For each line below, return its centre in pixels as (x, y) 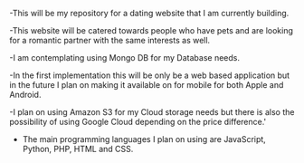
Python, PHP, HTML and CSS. (78, 149)
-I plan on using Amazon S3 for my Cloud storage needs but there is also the (152, 112)
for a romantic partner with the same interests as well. (110, 40)
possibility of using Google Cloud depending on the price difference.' (138, 122)
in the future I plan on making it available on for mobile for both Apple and (147, 85)
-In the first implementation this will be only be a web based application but (150, 75)
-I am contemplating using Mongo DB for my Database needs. (124, 58)
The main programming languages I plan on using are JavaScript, (144, 139)
